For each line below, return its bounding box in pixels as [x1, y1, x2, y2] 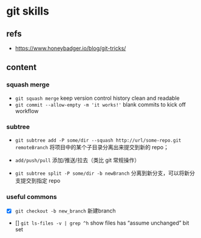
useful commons [6, 192, 57, 201]
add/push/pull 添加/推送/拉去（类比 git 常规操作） [15, 156, 140, 164]
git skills [6, 4, 50, 18]
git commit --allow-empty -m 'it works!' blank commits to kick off [15, 100, 186, 108]
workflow [15, 107, 39, 114]
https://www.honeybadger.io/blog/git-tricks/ [15, 44, 126, 52]
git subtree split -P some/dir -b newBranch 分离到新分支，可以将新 [15, 169, 190, 177]
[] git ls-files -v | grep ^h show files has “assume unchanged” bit [15, 219, 189, 226]
